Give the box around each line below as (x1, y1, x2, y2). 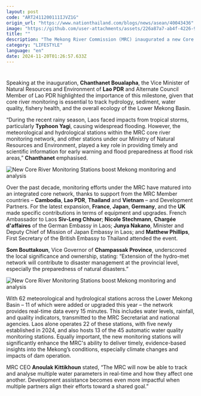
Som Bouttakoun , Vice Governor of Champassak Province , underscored (6, 246, 187, 253)
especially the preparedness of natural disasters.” (6, 265, 129, 272)
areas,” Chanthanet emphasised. (6, 154, 88, 162)
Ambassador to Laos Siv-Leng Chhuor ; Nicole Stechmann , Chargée (6, 215, 176, 223)
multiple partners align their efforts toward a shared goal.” (6, 382, 149, 389)
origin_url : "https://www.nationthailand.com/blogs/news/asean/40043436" (6, 20, 194, 26)
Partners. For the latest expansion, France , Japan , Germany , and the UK (6, 203, 186, 210)
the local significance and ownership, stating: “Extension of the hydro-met (6, 252, 190, 260)
